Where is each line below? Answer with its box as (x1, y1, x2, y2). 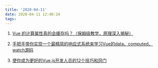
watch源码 (12, 47, 33, 53)
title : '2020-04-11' (5, 7, 48, 12)
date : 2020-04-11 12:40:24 (5, 12, 60, 17)
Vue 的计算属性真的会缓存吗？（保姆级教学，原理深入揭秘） (12, 31, 133, 36)
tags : (5, 16, 16, 21)
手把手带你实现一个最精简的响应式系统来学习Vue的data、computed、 (12, 41, 153, 47)
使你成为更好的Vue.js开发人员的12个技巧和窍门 (12, 58, 107, 64)
